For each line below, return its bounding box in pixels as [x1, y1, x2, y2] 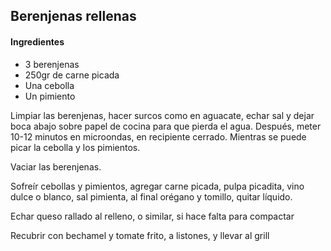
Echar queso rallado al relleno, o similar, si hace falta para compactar [10, 210, 295, 222]
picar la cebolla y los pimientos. [10, 141, 141, 153]
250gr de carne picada [24, 69, 120, 81]
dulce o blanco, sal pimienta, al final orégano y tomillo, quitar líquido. [10, 190, 293, 203]
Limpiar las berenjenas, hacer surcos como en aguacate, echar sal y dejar [10, 109, 315, 121]
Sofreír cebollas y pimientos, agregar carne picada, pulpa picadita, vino [10, 180, 305, 192]
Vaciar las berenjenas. [10, 160, 102, 173]
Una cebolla [24, 79, 75, 91]
